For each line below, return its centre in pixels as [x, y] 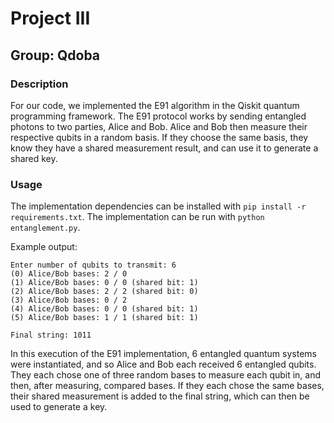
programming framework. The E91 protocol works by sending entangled [158, 116]
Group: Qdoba [55, 55]
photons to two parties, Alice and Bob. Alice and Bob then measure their [159, 126]
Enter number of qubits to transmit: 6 [93, 265]
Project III [50, 18]
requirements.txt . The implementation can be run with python [137, 217]
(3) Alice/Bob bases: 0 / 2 [69, 300]
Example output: [44, 247]
